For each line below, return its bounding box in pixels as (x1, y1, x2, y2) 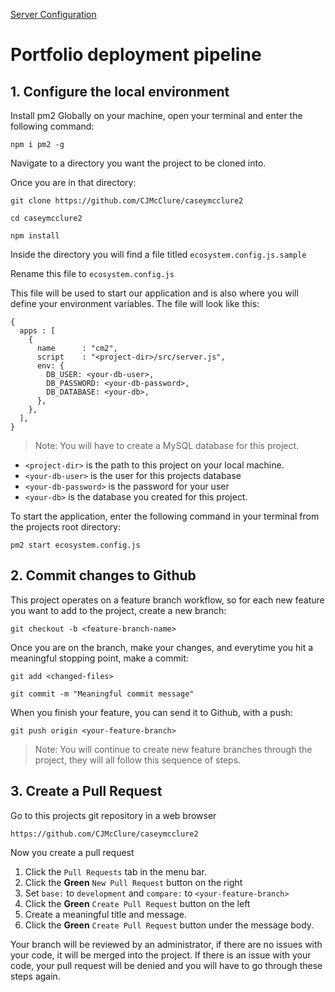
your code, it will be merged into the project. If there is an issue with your (10, 949, 312, 961)
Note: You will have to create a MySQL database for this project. (34, 440, 300, 451)
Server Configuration (10, 9, 97, 20)
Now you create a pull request (10, 846, 135, 858)
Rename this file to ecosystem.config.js (10, 268, 175, 279)
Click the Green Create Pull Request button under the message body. (24, 919, 315, 931)
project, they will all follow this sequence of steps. (34, 754, 242, 766)
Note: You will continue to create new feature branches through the (34, 743, 313, 755)
